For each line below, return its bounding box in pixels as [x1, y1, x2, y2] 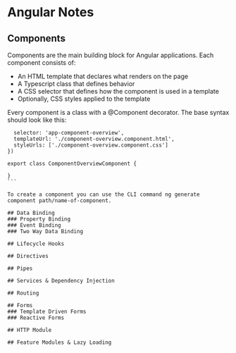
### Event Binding [7, 222, 61, 229]
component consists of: [7, 58, 76, 67]
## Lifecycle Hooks [7, 240, 65, 247]
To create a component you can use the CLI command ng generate [7, 191, 200, 198]
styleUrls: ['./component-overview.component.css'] [13, 142, 169, 149]
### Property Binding [7, 216, 71, 223]
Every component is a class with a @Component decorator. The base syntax [7, 109, 230, 116]
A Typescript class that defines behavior [17, 80, 135, 88]
